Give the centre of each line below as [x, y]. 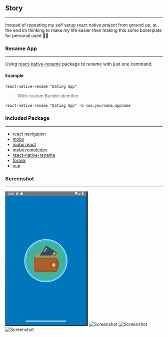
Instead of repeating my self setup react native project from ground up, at [81, 25]
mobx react [24, 144]
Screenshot [19, 178]
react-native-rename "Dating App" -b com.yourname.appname [68, 106]
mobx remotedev [30, 150]
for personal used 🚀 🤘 [27, 35]
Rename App [21, 48]
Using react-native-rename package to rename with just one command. [79, 64]
